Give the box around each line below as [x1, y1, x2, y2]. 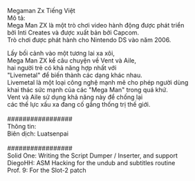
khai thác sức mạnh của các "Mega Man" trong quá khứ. [7, 86, 168, 94]
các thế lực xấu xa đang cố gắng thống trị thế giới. [7, 100, 151, 108]
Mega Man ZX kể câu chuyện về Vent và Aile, [7, 56, 137, 65]
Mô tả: [7, 14, 26, 22]
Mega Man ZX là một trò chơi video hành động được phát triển [7, 21, 185, 29]
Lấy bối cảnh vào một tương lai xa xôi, [7, 49, 115, 57]
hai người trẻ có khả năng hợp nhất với [7, 64, 117, 72]
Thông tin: [7, 123, 37, 130]
